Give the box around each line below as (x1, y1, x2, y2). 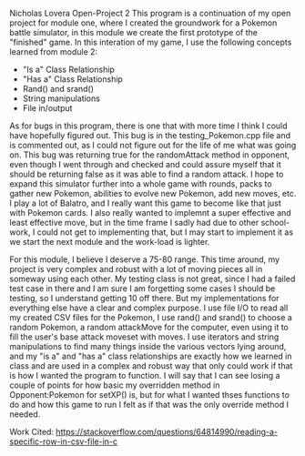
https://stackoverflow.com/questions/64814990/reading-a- (56, 427, 278, 437)
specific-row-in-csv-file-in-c (9, 436, 118, 447)
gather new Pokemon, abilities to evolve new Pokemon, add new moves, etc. (9, 188, 297, 198)
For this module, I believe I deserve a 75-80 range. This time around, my (9, 254, 280, 265)
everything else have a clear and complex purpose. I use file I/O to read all (9, 302, 289, 313)
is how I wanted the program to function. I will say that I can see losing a (9, 370, 280, 380)
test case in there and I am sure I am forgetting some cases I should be (9, 283, 276, 294)
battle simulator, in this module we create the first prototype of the (9, 27, 258, 37)
